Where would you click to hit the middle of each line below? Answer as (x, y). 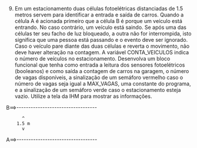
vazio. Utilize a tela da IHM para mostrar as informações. (83, 96)
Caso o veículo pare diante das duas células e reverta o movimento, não (102, 46)
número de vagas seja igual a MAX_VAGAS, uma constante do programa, (103, 84)
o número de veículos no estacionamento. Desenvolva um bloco (92, 59)
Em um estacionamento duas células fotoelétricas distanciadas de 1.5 (99, 9)
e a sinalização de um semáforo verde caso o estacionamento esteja (98, 90)
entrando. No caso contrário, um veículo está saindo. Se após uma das (101, 27)
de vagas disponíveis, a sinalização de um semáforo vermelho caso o (99, 77)
